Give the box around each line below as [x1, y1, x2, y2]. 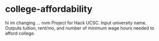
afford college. [5, 30, 35, 36]
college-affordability [5, 3, 93, 15]
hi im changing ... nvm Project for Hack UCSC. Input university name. [5, 20, 147, 26]
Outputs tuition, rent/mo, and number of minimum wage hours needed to [5, 25, 155, 31]
